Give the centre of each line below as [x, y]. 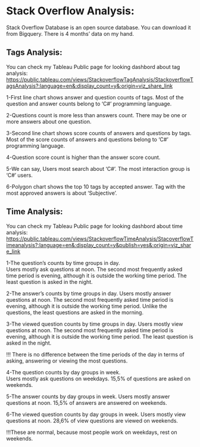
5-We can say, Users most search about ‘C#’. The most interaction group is [98, 168]
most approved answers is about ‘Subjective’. [62, 193]
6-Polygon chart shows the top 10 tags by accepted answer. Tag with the [96, 186]
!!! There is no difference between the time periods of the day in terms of [95, 354]
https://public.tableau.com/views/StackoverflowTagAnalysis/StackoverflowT [100, 79]
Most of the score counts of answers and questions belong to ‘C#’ [87, 139]
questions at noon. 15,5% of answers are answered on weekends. [87, 402]
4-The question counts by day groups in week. [63, 372]
